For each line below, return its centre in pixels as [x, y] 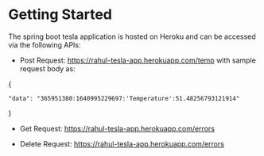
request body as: [47, 68]
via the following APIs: [45, 44]
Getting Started [60, 15]
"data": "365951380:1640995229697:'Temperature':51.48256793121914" [124, 98]
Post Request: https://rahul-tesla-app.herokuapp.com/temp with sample [138, 60]
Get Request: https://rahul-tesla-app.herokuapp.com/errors [117, 128]
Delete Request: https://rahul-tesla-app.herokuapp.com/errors [122, 143]
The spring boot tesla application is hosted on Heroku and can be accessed [132, 36]
